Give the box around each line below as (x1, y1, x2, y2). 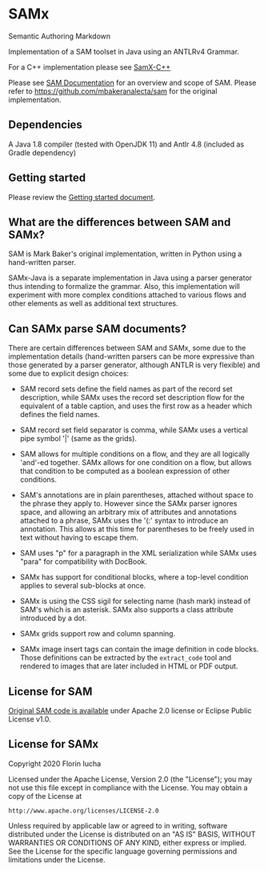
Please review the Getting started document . (8, 192, 156, 202)
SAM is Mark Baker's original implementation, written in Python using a (8, 249, 242, 259)
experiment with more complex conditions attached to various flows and (8, 290, 246, 300)
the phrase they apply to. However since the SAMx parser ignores (19, 499, 238, 508)
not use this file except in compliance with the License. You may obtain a (8, 782, 248, 793)
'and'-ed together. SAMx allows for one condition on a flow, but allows (19, 458, 252, 468)
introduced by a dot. (19, 613, 87, 623)
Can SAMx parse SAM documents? (8, 322, 187, 335)
